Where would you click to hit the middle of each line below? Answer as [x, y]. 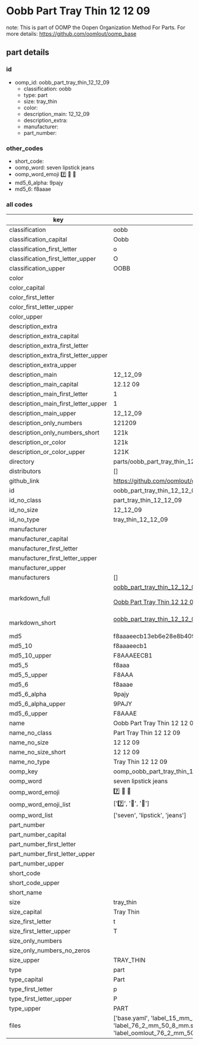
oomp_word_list [31, 816]
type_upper [25, 1009]
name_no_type [30, 762]
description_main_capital [44, 385]
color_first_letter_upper [41, 307]
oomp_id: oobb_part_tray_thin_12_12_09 [62, 82]
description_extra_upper [43, 365]
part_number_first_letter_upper [52, 854]
